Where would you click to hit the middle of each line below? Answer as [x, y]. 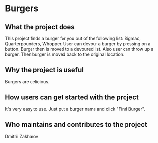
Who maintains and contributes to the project [76, 125]
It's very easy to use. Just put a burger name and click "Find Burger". [75, 109]
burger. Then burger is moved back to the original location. [65, 54]
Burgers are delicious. [27, 81]
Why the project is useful [44, 70]
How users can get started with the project [72, 97]
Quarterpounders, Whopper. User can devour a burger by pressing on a [78, 44]
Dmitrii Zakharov [22, 137]
